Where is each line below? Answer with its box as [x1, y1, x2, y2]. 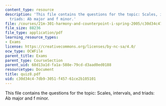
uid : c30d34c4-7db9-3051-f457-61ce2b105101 [5, 76, 96, 81]
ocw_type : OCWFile [5, 49, 43, 53]
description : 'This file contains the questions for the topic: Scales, [5, 12, 158, 17]
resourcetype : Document [5, 67, 54, 72]
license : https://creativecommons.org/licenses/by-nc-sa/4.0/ [5, 44, 136, 49]
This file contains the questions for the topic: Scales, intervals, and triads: [5, 90, 155, 96]
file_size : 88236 [5, 26, 41, 31]
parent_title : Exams [5, 53, 48, 58]
